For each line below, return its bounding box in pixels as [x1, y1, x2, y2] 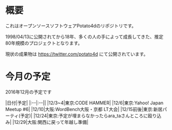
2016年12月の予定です [5, 88, 52, 95]
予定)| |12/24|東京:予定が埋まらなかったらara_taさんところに [20, 113, 148, 119]
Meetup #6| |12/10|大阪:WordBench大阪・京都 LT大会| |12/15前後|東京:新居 [5, 106, 163, 112]
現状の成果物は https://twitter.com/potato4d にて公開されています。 [5, 51, 148, 57]
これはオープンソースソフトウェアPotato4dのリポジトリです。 [5, 23, 137, 29]
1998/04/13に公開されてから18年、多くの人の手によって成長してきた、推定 [5, 33, 164, 40]
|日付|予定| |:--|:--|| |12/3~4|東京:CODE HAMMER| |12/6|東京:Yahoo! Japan [5, 100, 164, 106]
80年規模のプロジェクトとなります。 [5, 40, 83, 46]
